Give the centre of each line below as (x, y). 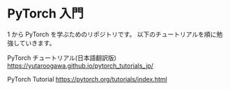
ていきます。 (37, 43)
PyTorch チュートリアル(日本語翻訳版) (62, 58)
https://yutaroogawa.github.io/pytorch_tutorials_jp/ (80, 66)
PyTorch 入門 (45, 14)
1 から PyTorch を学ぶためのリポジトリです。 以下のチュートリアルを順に (112, 34)
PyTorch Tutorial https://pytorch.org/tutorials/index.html (87, 79)
